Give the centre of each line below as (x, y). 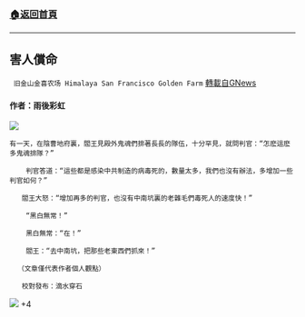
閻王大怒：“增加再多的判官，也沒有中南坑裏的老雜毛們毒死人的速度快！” (137, 198)
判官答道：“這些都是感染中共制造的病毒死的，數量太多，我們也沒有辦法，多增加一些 (159, 171)
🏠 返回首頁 (34, 14)
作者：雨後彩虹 (37, 105)
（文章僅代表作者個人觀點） (62, 269)
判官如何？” (29, 181)
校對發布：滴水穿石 (52, 287)
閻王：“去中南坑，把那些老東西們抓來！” (91, 252)
